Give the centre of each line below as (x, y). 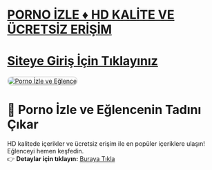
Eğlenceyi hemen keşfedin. (46, 151)
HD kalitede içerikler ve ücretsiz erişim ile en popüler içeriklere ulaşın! (106, 144)
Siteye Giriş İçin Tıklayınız (83, 61)
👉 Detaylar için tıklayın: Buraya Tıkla (61, 159)
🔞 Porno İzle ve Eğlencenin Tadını (104, 110)
